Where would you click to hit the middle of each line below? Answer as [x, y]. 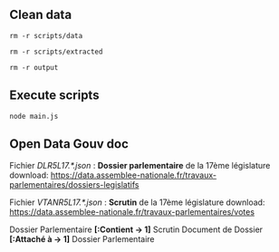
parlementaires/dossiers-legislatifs [74, 185]
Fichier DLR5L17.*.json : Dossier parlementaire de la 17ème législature [140, 166]
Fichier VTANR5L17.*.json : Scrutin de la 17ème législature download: [137, 202]
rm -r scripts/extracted [56, 52]
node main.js [34, 116]
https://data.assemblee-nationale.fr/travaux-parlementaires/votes [132, 212]
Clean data [41, 15]
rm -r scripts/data [46, 35]
